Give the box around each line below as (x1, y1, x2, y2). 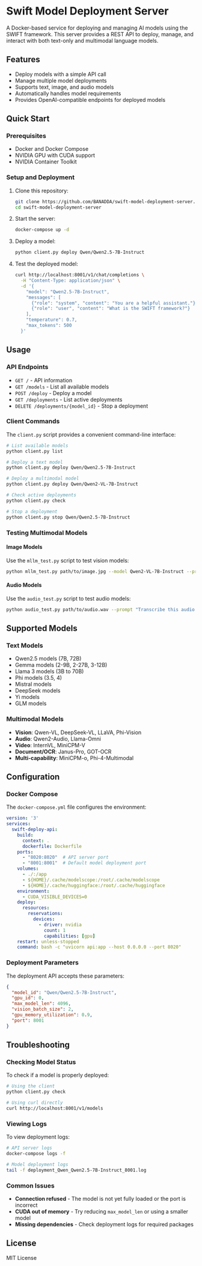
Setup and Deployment (6, 173, 75, 182)
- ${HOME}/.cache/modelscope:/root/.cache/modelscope (22, 876, 161, 883)
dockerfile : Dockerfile (22, 843, 82, 849)
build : (17, 832, 34, 838)
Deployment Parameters (6, 958, 79, 967)
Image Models (6, 543, 43, 551)
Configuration (6, 772, 60, 782)
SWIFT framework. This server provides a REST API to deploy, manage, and (6, 30, 194, 37)
